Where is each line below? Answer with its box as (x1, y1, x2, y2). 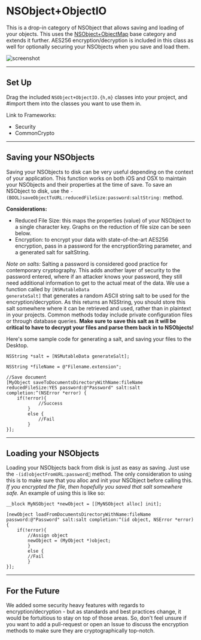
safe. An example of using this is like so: (6, 489, 106, 497)
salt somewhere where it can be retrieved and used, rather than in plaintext (6, 304, 191, 312)
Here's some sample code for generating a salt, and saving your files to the (6, 335, 191, 342)
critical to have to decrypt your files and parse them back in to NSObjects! (6, 324, 194, 331)
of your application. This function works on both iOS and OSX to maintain (6, 175, 187, 182)
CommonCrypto (14, 129, 55, 136)
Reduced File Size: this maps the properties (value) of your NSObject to (14, 217, 191, 224)
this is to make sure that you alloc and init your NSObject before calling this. (6, 477, 193, 484)
